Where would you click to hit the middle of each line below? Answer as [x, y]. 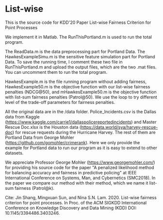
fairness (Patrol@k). [34, 188]
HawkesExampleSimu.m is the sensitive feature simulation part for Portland [80, 56]
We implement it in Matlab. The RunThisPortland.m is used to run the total [78, 37]
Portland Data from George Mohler [40, 137]
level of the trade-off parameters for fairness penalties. [60, 102]
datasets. [14, 153]
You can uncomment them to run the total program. [56, 72]
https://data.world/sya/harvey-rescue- [119, 127]
